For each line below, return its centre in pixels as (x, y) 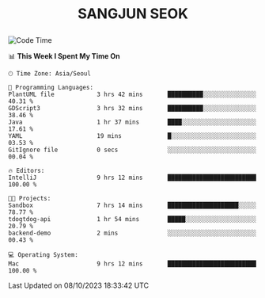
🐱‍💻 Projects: (30, 199)
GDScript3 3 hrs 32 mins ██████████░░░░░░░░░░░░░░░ (132, 109)
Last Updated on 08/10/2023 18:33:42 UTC (78, 285)
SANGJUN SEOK (133, 14)
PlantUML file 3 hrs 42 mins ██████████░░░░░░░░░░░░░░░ (132, 95)
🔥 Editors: (26, 171)
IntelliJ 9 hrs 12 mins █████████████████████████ (132, 178)
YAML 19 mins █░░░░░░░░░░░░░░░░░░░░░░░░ (132, 136)
